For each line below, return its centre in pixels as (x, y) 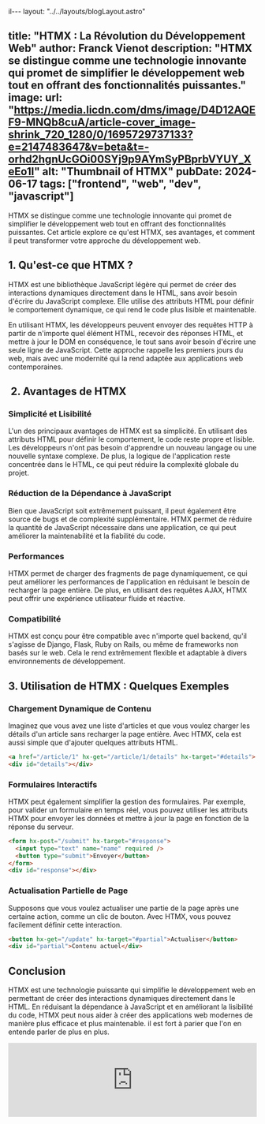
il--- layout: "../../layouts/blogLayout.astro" (77, 11)
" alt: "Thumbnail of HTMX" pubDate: (129, 172)
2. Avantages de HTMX (69, 392)
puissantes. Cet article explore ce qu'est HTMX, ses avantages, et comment (132, 232)
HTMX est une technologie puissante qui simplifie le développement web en (132, 990)
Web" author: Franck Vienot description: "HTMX (130, 49)
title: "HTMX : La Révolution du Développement (127, 36)
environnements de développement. (67, 661)
